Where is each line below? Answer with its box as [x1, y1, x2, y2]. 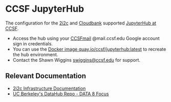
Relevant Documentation [5, 72, 86, 81]
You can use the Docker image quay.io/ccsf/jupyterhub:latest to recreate [12, 46, 166, 52]
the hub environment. [12, 52, 58, 58]
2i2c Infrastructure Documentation [12, 85, 86, 91]
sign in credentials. [12, 40, 53, 46]
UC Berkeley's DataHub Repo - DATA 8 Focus [12, 90, 109, 97]
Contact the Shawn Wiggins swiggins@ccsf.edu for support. [12, 57, 141, 63]
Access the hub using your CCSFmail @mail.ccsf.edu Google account [12, 35, 160, 41]
